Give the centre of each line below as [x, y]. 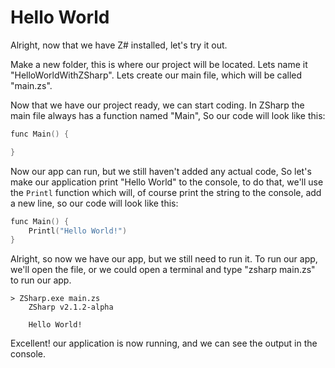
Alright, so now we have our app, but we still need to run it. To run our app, [164, 259]
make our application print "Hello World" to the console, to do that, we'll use [167, 182]
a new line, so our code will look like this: [94, 203]
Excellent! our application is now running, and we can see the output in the [164, 343]
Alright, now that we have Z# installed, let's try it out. [119, 45]
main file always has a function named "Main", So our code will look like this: [168, 115]
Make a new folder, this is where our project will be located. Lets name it [159, 64]
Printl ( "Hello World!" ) [78, 231]
